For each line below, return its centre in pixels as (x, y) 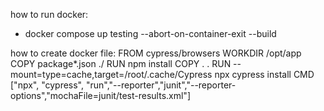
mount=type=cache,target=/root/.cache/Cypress (111, 74)
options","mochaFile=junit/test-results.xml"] (100, 95)
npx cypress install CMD (264, 74)
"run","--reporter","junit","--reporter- (161, 85)
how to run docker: (49, 14)
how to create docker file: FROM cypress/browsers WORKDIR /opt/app (156, 53)
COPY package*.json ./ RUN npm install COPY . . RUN (121, 63)
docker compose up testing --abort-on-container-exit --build (150, 33)
